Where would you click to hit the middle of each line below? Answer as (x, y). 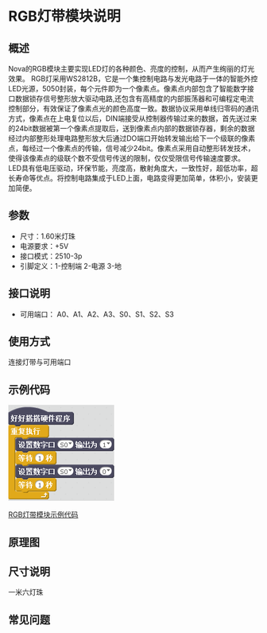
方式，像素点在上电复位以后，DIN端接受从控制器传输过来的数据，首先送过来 (133, 118)
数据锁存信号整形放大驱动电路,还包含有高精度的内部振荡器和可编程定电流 (134, 99)
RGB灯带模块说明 (64, 16)
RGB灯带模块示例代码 (43, 515)
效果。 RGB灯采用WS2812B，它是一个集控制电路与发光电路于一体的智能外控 (133, 79)
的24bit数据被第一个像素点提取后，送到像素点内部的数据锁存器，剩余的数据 (132, 128)
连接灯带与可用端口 (40, 362)
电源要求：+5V (44, 246)
